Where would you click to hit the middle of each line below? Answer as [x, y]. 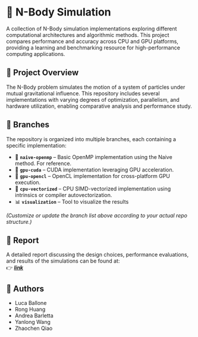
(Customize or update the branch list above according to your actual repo [97, 215]
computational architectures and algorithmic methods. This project [88, 35]
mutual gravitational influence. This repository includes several [83, 93]
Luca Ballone [31, 303]
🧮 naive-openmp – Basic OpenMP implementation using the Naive [93, 157]
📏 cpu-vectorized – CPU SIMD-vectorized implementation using [93, 188]
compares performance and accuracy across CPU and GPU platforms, [92, 41]
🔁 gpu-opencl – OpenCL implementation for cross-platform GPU [92, 176]
